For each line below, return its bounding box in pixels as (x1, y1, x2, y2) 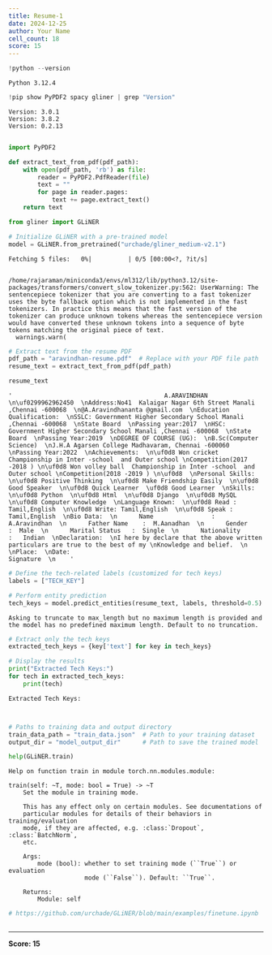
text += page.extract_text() (51, 196, 151, 204)
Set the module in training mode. (23, 789, 139, 797)
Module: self (37, 895, 82, 904)
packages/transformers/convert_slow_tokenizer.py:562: (8, 283, 198, 292)
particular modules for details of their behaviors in (23, 810, 212, 819)
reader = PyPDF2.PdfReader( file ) (37, 173, 151, 181)
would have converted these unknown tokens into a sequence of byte (8, 318, 244, 327)
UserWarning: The (200, 283, 259, 292)
